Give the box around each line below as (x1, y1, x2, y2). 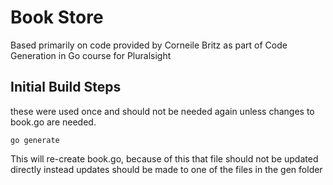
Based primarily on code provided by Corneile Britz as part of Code (10, 39, 288, 51)
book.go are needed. (10, 116, 97, 128)
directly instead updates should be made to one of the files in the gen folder (10, 163, 323, 175)
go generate (10, 135, 60, 145)
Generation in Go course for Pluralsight (10, 49, 172, 61)
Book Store (10, 6, 104, 29)
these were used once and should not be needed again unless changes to (10, 105, 315, 117)
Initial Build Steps (10, 79, 122, 96)
